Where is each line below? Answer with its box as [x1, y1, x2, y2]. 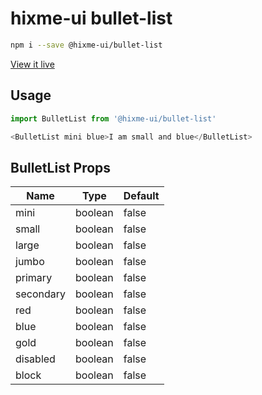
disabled [15, 352, 56, 366]
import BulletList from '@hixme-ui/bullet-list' [10, 113, 217, 124]
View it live [10, 58, 55, 70]
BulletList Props [10, 159, 112, 176]
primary [15, 271, 53, 285]
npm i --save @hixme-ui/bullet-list [10, 40, 163, 50]
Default [123, 189, 160, 203]
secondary [15, 287, 67, 301]
